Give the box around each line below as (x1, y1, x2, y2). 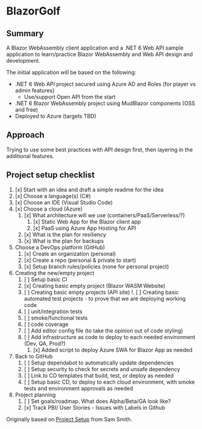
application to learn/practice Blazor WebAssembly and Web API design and (6, 51, 193, 58)
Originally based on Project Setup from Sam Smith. (6, 415, 133, 423)
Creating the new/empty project (14, 269, 95, 276)
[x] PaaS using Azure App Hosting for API (33, 224, 136, 232)
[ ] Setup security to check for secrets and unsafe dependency (24, 365, 180, 372)
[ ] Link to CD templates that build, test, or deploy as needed (24, 372, 174, 379)
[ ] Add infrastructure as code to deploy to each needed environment (24, 333, 196, 340)
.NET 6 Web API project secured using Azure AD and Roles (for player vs (14, 80, 196, 87)
